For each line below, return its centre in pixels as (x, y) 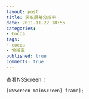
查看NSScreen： (27, 79)
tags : (13, 39)
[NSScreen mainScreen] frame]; (45, 91)
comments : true (25, 61)
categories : (21, 28)
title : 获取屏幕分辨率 (31, 17)
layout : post (22, 12)
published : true (26, 56)
